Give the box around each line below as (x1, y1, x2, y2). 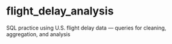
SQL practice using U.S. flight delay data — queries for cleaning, (6, 24, 167, 31)
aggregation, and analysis (6, 30, 71, 37)
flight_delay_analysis (6, 4, 114, 18)
